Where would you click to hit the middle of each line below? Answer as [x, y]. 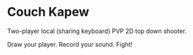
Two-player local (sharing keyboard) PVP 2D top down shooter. [97, 31]
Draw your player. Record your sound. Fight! [70, 44]
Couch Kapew [48, 12]
